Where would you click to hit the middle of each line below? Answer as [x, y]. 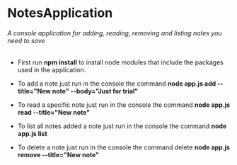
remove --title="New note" [58, 155]
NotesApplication [60, 13]
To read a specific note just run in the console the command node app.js [124, 105]
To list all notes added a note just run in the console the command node [122, 126]
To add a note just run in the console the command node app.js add [117, 84]
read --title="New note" [54, 113]
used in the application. [52, 70]
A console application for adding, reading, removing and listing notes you [115, 33]
